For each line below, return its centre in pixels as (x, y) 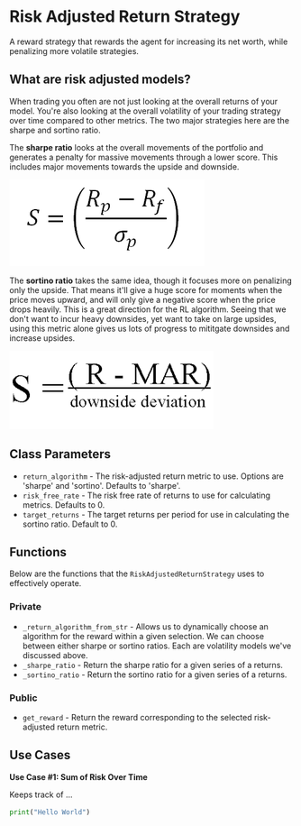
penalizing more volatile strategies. (74, 50)
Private (26, 607)
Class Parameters (60, 454)
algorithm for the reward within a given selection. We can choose (143, 636)
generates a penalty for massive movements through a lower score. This (144, 157)
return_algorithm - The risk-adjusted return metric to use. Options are (153, 476)
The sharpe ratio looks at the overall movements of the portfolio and (137, 147)
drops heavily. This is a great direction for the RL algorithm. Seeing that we (148, 309)
